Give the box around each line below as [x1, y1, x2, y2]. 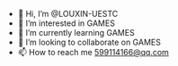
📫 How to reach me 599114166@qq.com [17, 47, 169, 57]
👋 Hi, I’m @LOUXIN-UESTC [17, 9, 119, 19]
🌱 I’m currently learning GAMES [17, 28, 135, 37]
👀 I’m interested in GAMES [17, 18, 115, 29]
